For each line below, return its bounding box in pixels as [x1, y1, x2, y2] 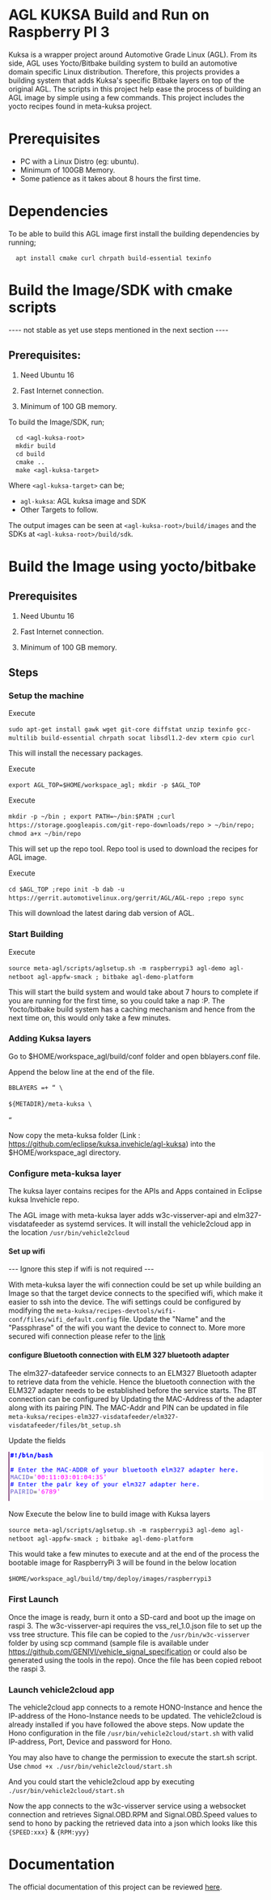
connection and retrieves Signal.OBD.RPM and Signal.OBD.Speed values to [8, 1810, 257, 1820]
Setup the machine [8, 690, 85, 701]
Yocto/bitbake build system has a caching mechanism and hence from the [8, 1004, 256, 1014]
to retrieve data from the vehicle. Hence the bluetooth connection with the [8, 1377, 256, 1387]
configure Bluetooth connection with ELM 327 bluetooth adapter [8, 1350, 230, 1360]
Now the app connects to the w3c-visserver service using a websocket [8, 1801, 247, 1811]
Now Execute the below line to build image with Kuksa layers [8, 1509, 210, 1519]
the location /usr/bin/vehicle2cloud [8, 1228, 129, 1238]
